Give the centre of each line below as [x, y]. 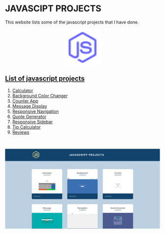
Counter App [25, 101]
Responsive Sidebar [32, 122]
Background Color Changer [40, 96]
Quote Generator [29, 116]
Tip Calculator [26, 127]
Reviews [21, 132]
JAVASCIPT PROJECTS [53, 9]
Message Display [30, 106]
